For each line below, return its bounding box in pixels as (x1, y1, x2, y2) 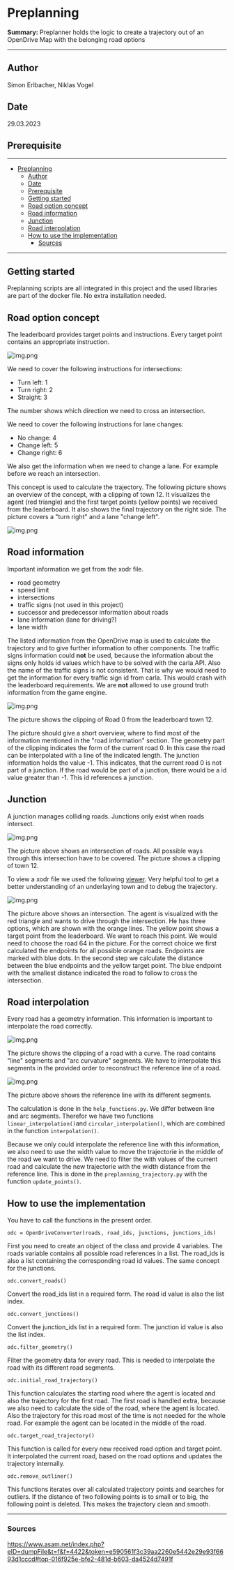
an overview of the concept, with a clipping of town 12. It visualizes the (7, 491, 211, 498)
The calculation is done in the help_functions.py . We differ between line (7, 1105, 214, 1113)
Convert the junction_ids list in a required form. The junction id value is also (7, 1323, 224, 1331)
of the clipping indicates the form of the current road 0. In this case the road (7, 743, 226, 752)
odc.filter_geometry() (7, 1344, 73, 1351)
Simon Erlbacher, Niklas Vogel (7, 80, 94, 89)
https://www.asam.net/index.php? (7, 1540, 104, 1548)
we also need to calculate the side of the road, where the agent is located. (7, 1404, 220, 1412)
